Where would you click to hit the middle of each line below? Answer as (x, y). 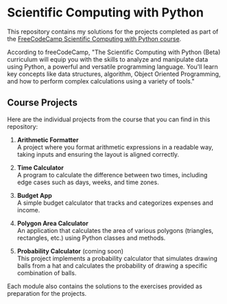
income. (28, 210)
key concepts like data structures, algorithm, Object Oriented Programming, (114, 74)
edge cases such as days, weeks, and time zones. (88, 182)
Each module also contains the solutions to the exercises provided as (105, 286)
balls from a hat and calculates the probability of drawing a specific (112, 266)
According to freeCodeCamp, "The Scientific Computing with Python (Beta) (114, 52)
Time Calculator (40, 167)
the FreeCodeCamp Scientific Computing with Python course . (94, 38)
